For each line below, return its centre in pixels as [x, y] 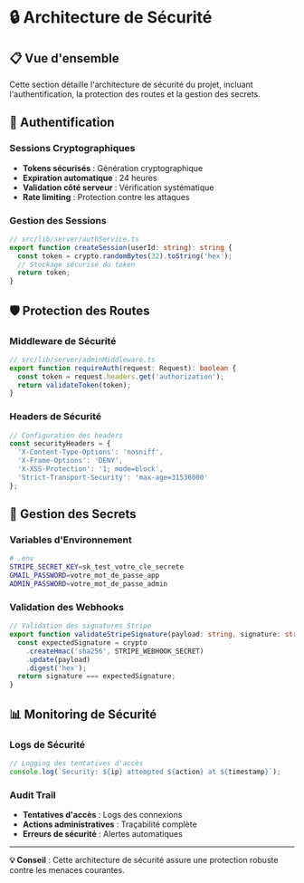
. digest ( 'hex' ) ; [57, 668]
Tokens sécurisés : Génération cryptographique [113, 168]
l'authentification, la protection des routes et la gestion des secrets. [135, 94]
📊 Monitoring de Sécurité [83, 714]
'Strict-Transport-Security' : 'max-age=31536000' [113, 477]
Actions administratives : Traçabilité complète [109, 824]
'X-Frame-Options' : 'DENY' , [71, 461]
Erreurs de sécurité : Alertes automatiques [102, 833]
